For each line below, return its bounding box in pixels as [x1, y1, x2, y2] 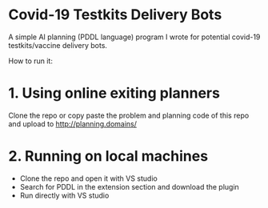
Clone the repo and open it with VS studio [19, 174, 158, 183]
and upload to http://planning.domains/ [8, 118, 138, 129]
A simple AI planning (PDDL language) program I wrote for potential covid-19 [8, 32, 261, 42]
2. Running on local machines [8, 147, 209, 166]
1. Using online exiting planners [8, 84, 220, 102]
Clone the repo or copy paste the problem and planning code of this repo [8, 110, 250, 120]
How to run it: [8, 56, 54, 66]
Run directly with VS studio [19, 190, 110, 200]
